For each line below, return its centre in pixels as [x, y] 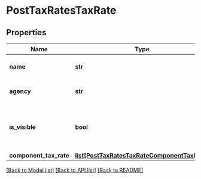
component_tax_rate [39, 155]
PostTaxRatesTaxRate [61, 10]
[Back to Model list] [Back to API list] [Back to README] [75, 170]
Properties [26, 33]
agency [20, 91]
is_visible [22, 127]
